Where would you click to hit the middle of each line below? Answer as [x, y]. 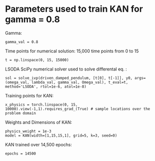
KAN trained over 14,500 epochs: [39, 144]
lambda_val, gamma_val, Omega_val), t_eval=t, [80, 82]
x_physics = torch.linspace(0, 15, [41, 104]
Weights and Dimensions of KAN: [39, 122]
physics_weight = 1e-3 [28, 131]
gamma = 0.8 [33, 19]
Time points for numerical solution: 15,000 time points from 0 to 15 [72, 51]
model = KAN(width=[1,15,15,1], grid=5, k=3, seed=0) [61, 136]
